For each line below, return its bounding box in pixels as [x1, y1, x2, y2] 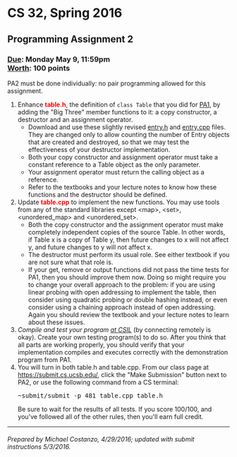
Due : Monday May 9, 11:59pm [7, 54, 111, 64]
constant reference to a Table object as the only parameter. [28, 160, 201, 169]
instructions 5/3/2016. [7, 443, 71, 451]
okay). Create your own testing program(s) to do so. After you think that [17, 333, 226, 341]
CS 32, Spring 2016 [7, 5, 123, 21]
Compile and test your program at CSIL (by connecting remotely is [17, 325, 212, 333]
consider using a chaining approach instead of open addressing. [28, 302, 216, 311]
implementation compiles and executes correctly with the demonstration [17, 348, 228, 356]
